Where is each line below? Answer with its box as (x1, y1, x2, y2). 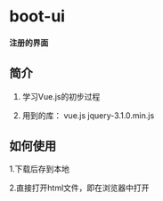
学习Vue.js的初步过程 (21, 91, 101, 101)
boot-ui (9, 6, 65, 27)
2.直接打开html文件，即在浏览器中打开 (9, 182, 150, 193)
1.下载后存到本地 (9, 164, 69, 174)
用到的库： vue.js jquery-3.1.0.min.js (21, 109, 155, 121)
